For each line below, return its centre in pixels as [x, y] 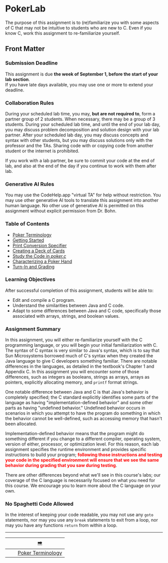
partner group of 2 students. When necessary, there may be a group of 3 [80, 119]
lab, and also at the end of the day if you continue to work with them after [81, 166]
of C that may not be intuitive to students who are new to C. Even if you [78, 27]
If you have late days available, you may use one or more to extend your [79, 84]
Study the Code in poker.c [39, 256]
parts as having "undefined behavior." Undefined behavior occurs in [75, 408]
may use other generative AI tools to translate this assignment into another [82, 200]
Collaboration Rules [29, 103]
